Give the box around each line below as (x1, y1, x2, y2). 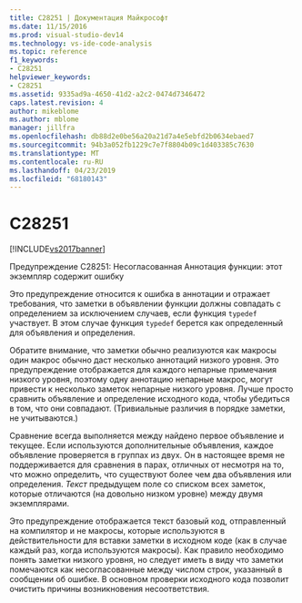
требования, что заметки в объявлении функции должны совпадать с (9, 298, 282, 310)
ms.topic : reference (9, 47, 88, 56)
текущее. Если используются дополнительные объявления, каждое (9, 440, 275, 451)
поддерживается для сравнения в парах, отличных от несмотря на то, (9, 459, 285, 470)
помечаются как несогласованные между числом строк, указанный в (9, 564, 283, 575)
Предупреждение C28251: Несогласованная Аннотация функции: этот (9, 261, 283, 272)
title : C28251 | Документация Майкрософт (9, 13, 169, 23)
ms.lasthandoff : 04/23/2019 (9, 166, 116, 175)
